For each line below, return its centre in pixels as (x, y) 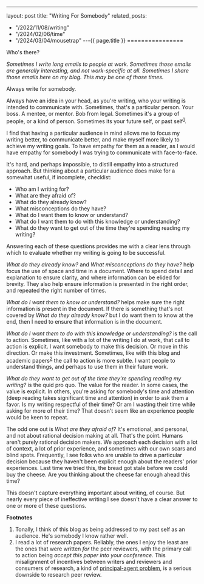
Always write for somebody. (41, 89)
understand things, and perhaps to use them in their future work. (87, 367)
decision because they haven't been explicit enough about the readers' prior (102, 461)
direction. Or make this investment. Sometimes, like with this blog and (93, 353)
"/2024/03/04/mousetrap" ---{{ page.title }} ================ (99, 41)
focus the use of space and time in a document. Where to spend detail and (100, 271)
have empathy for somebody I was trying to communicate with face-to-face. (102, 152)
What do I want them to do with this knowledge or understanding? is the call (102, 333)
